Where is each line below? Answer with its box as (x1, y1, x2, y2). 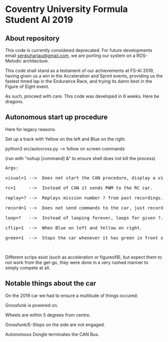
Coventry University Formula (5, 3, 128, 15)
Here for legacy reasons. (5, 126, 56, 132)
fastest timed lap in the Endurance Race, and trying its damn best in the (5, 78, 152, 84)
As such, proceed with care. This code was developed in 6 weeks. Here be (5, 93, 159, 99)
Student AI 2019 (5, 14, 73, 25)
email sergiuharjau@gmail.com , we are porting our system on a (5, 52, 136, 58)
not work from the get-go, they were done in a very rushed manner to (5, 259, 148, 265)
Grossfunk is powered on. (5, 302, 58, 308)
